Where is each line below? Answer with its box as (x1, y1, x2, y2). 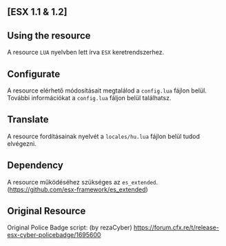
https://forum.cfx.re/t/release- (133, 223, 219, 231)
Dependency (7, 160, 63, 171)
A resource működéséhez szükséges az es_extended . (7, 178, 158, 186)
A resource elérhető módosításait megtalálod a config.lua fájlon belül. (7, 86, 207, 95)
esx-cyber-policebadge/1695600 (7, 231, 101, 239)
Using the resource (7, 30, 91, 41)
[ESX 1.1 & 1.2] (7, 6, 68, 18)
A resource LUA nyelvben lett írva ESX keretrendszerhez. (7, 48, 165, 57)
